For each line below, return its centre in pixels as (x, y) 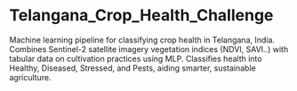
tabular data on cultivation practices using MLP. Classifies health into (136, 58)
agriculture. (30, 77)
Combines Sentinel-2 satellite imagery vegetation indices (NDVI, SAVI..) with (149, 49)
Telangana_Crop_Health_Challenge (141, 15)
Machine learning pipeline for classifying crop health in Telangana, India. (142, 40)
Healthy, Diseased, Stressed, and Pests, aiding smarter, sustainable (132, 68)
